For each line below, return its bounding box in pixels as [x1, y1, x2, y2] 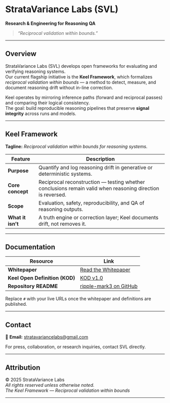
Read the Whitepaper [80, 266, 131, 273]
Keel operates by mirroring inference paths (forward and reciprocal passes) [5, 94, 163, 100]
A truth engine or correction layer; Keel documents [38, 214, 159, 221]
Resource [29, 258, 54, 265]
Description [86, 155, 115, 163]
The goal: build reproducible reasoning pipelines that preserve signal [5, 105, 149, 111]
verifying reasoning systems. [5, 68, 66, 74]
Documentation [5, 243, 56, 251]
